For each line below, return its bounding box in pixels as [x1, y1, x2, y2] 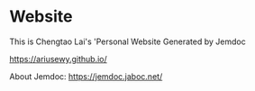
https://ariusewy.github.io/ [9, 53, 108, 64]
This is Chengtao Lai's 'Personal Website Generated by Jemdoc [9, 36, 246, 47]
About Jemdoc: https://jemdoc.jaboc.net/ [9, 70, 163, 82]
